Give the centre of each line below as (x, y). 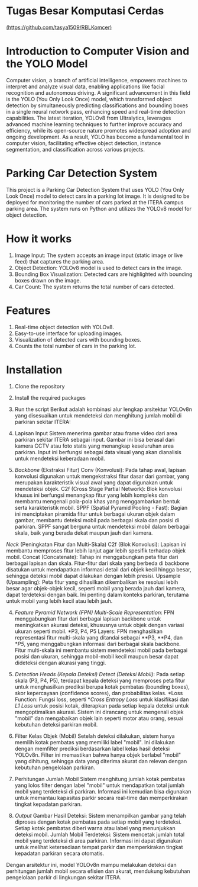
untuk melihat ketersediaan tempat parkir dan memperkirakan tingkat (99, 847)
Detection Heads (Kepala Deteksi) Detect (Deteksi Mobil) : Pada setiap (100, 674)
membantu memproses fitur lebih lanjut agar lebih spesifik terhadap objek (96, 550)
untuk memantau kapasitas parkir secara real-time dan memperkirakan (101, 798)
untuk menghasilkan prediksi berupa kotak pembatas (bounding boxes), (102, 687)
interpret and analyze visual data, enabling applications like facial (85, 86)
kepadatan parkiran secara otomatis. (59, 853)
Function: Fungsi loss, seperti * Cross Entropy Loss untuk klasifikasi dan (102, 699)
